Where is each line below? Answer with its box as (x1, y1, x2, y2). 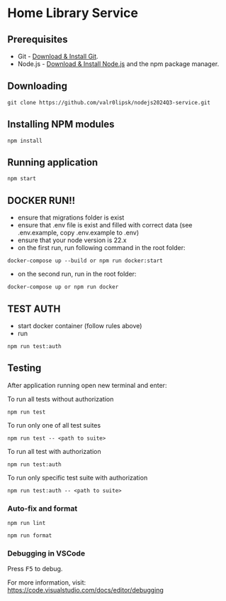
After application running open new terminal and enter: (7, 381, 167, 389)
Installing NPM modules (7, 119, 115, 131)
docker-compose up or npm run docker (7, 283, 119, 291)
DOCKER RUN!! (7, 194, 76, 207)
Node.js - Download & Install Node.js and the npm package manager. (17, 60, 220, 68)
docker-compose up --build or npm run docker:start (7, 257, 163, 264)
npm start (7, 175, 37, 183)
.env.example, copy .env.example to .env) (17, 229, 140, 237)
